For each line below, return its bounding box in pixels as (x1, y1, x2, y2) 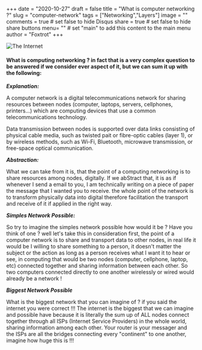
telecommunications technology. (6, 114, 87, 121)
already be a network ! (6, 275, 62, 282)
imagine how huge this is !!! (6, 337, 74, 344)
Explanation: (6, 83, 39, 90)
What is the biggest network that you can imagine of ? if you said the (6, 299, 177, 306)
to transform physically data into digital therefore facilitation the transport (6, 193, 189, 201)
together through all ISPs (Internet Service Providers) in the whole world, (6, 317, 187, 325)
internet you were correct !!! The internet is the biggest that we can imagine (6, 305, 194, 312)
